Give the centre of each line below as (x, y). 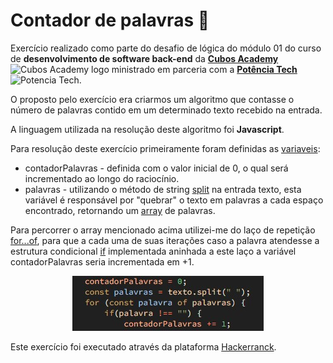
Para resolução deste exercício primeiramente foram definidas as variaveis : (165, 148)
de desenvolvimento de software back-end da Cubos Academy (144, 58)
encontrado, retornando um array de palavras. (120, 210)
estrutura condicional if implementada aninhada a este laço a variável (153, 251)
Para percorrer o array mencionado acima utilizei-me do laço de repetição (163, 230)
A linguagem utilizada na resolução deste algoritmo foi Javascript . (147, 129)
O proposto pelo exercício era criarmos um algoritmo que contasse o (152, 99)
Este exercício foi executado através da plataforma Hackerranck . (143, 346)
